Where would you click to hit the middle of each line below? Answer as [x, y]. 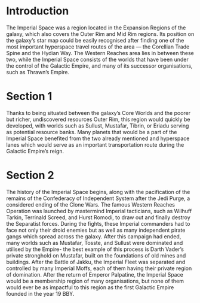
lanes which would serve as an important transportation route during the [95, 144]
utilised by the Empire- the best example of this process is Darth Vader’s [95, 249]
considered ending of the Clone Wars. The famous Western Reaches [90, 204]
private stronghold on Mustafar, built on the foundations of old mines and [96, 255]
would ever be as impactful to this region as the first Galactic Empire [90, 287]
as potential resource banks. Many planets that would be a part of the [92, 132]
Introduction [38, 11]
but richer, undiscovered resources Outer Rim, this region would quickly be [98, 119]
